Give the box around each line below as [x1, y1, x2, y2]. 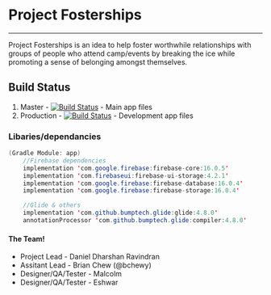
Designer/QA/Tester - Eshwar [19, 277, 119, 288]
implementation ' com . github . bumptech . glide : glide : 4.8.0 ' [23, 209, 219, 217]
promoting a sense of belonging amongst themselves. [8, 57, 188, 66]
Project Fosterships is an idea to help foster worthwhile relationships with [8, 40, 252, 49]
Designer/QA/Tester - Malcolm [19, 269, 123, 279]
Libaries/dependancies [8, 131, 102, 142]
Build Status [8, 81, 71, 95]
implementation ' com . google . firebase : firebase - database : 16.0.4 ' [23, 179, 244, 188]
